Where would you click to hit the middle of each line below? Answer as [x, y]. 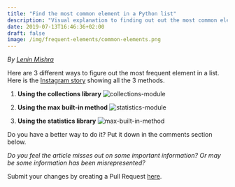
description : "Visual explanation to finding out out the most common [112, 20]
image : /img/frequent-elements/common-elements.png [84, 40]
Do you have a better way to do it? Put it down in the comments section [110, 135]
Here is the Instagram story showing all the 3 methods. [86, 80]
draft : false [26, 33]
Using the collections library [59, 94]
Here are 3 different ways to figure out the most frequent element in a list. [113, 73]
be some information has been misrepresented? [76, 163]
